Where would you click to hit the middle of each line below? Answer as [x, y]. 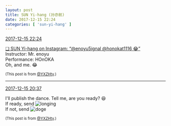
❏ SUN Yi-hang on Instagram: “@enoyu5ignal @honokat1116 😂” [73, 48]
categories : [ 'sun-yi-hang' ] [38, 24]
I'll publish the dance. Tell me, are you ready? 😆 [56, 98]
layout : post [19, 10]
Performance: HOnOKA [30, 60]
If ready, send [20, 104]
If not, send [17, 109]
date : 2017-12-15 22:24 [31, 19]
